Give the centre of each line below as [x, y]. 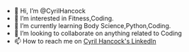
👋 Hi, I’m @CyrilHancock [50, 11]
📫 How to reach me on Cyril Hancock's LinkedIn [85, 41]
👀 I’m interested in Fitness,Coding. [64, 18]
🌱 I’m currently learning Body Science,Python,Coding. [92, 26]
